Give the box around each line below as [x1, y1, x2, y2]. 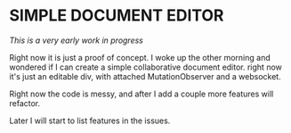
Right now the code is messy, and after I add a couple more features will [9, 88, 274, 99]
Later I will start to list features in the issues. [9, 115, 171, 126]
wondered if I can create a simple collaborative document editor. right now [9, 62, 283, 72]
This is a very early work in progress [9, 35, 144, 46]
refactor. [9, 97, 41, 108]
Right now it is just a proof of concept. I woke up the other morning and [9, 52, 271, 62]
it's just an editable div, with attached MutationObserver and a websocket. [9, 71, 282, 81]
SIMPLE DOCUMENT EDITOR [9, 5, 224, 26]
